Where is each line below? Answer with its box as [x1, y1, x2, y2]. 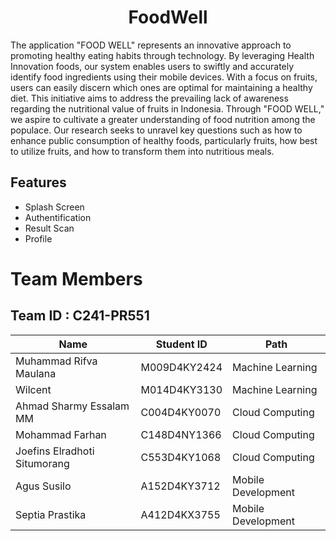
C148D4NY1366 [140, 427, 222, 441]
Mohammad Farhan [15, 427, 107, 441]
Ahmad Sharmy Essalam [15, 399, 130, 413]
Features [10, 174, 67, 191]
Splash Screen [24, 201, 85, 213]
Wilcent [15, 382, 52, 396]
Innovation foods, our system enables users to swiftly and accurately [10, 60, 295, 72]
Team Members [10, 267, 143, 290]
